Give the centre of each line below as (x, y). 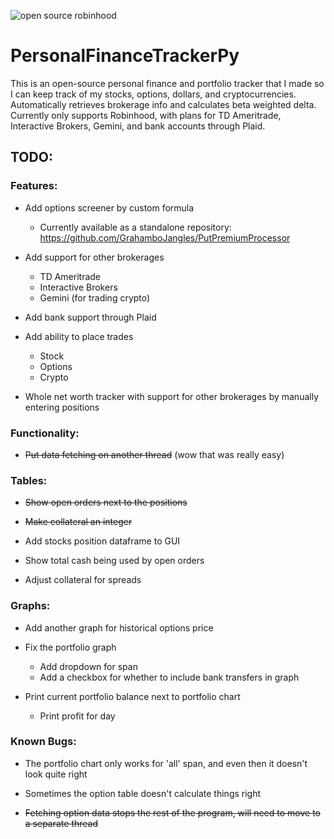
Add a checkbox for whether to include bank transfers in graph (169, 677)
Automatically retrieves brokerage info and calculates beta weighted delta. (163, 104)
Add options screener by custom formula (109, 207)
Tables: (29, 480)
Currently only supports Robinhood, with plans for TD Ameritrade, (146, 115)
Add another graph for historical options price (119, 627)
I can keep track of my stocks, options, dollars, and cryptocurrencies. (153, 94)
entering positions (62, 407)
